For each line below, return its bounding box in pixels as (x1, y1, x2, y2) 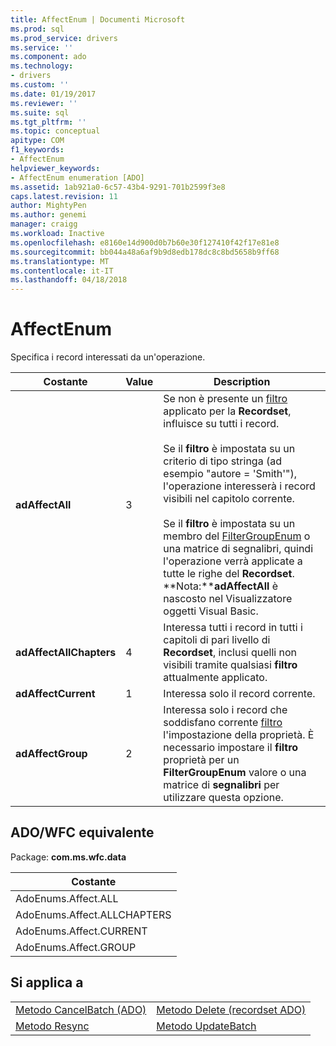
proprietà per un (163, 753, 240, 767)
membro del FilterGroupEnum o (163, 529, 311, 543)
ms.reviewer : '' (10, 98, 78, 108)
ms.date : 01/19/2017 (10, 89, 97, 99)
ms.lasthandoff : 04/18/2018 (10, 275, 128, 285)
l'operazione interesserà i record (163, 479, 316, 493)
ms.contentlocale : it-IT (10, 266, 114, 276)
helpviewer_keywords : (10, 163, 101, 173)
